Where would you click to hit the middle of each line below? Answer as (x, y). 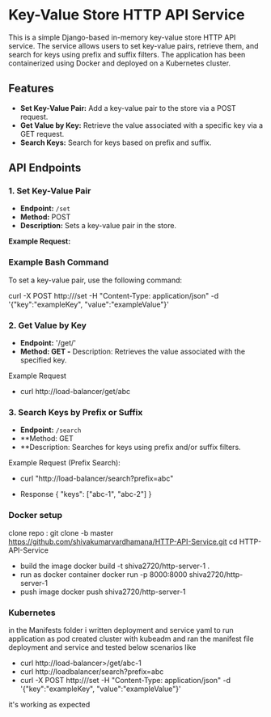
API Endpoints (45, 168)
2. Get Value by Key (48, 325)
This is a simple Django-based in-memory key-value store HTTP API (122, 37)
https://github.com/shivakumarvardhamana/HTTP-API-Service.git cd (123, 541)
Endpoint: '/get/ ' (48, 343)
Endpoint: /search (51, 430)
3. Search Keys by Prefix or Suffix (76, 412)
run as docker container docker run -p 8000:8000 (104, 574)
